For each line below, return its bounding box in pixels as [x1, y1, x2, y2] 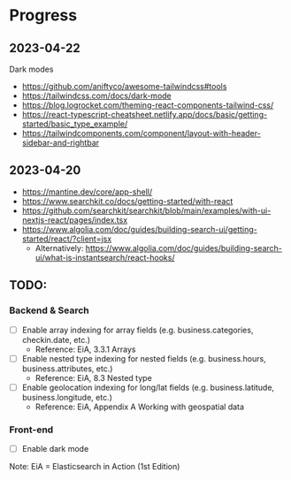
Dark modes [9, 64, 54, 74]
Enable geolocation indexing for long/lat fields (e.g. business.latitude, [21, 382, 275, 392]
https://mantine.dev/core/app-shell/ [21, 187, 153, 197]
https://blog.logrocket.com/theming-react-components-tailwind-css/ [21, 100, 274, 110]
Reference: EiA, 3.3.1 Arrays [34, 344, 136, 354]
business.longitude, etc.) [21, 392, 113, 402]
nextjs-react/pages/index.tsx [21, 214, 128, 225]
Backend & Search [9, 304, 90, 316]
